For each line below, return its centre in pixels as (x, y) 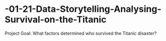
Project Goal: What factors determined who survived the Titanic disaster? (81, 33)
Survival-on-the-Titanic (56, 20)
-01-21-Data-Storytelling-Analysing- (83, 9)
